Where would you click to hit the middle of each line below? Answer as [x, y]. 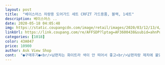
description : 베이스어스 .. [31, 19]
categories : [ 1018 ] [25, 37]
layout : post [18, 10]
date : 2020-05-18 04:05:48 [33, 23]
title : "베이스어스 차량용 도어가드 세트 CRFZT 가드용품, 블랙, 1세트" [69, 14]
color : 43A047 [20, 42]
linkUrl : [14, 32]
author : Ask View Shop [28, 50]
